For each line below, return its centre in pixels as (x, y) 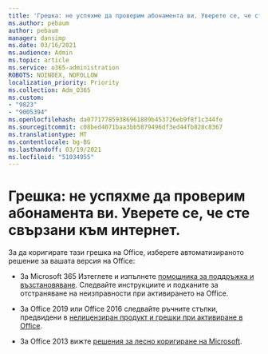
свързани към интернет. (95, 231)
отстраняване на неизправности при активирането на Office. (124, 293)
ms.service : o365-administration (64, 68)
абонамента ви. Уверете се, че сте (129, 213)
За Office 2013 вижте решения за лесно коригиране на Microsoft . (131, 341)
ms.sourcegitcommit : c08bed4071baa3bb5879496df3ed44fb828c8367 (116, 127)
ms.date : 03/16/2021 (43, 46)
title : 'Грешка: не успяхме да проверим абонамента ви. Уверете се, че (130, 16)
